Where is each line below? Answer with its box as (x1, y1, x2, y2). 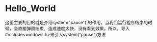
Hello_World (5, 3, 56, 14)
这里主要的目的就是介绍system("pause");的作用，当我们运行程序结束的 (5, 19, 148, 25)
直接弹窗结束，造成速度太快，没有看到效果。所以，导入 (18, 25, 130, 31)
